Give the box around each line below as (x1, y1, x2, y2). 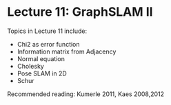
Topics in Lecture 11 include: (7, 27, 88, 35)
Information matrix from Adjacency (17, 47, 117, 56)
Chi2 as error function (17, 40, 81, 48)
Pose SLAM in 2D (17, 69, 67, 78)
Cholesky (17, 62, 45, 70)
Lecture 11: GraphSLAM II (7, 4, 153, 20)
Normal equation (17, 54, 66, 62)
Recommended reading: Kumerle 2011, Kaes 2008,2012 (7, 90, 164, 98)
